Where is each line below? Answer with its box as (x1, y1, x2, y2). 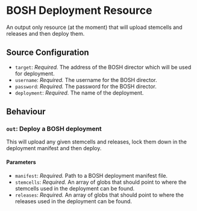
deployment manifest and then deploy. (6, 145, 102, 152)
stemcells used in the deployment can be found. (14, 184, 135, 192)
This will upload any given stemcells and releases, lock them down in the (6, 138, 187, 145)
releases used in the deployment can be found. (14, 197, 133, 205)
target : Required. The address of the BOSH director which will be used (14, 63, 192, 71)
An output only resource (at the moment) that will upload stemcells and (6, 24, 183, 31)
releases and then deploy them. (6, 30, 85, 37)
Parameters (6, 159, 36, 166)
